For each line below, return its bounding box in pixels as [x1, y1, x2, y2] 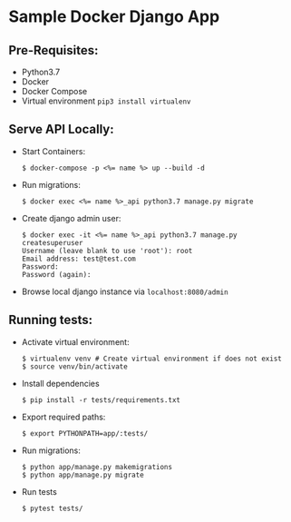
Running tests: [8, 312, 93, 328]
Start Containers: [21, 145, 86, 156]
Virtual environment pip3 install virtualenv [21, 95, 191, 106]
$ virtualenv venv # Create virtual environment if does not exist [21, 354, 282, 363]
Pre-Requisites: [8, 43, 99, 58]
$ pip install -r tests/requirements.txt [21, 395, 180, 405]
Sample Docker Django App [8, 6, 220, 27]
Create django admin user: [21, 212, 121, 223]
